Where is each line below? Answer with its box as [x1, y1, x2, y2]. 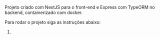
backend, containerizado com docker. [4, 9, 83, 15]
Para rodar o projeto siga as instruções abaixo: [4, 19, 101, 25]
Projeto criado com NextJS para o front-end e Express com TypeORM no [4, 4, 155, 10]
